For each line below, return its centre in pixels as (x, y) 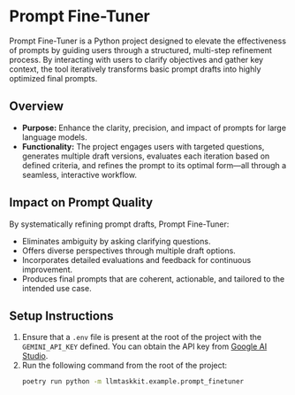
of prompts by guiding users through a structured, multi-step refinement (140, 50)
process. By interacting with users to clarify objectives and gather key (136, 59)
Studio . (35, 356)
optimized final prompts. (53, 78)
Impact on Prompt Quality (81, 202)
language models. (54, 137)
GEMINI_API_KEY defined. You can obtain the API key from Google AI (144, 346)
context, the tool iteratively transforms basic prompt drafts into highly (135, 69)
